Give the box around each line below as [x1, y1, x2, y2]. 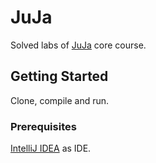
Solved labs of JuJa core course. [10, 39, 147, 51]
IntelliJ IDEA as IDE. [10, 142, 92, 155]
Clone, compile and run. [10, 94, 110, 106]
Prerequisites [10, 119, 77, 133]
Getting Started [10, 68, 109, 85]
